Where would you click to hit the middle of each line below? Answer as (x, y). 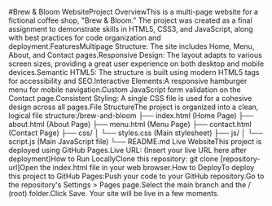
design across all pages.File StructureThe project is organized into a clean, (134, 107)
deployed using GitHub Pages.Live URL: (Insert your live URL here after (127, 150)
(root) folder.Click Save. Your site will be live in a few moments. (114, 193)
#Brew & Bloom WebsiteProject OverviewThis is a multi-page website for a (134, 12)
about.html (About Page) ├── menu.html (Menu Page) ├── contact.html (130, 124)
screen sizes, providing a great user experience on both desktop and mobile (136, 64)
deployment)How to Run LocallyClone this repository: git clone (114, 159)
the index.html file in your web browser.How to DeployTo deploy (147, 167)
